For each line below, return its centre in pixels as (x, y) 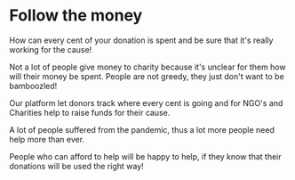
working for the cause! (51, 49)
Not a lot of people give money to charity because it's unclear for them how (147, 67)
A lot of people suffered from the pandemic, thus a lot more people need (142, 129)
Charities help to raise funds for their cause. (90, 112)
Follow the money (76, 16)
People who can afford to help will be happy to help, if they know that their (145, 156)
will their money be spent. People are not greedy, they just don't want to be (147, 76)
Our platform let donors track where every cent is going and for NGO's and (146, 102)
